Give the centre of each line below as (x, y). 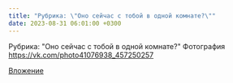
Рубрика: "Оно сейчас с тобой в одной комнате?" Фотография (117, 46)
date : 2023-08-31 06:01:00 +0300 (65, 23)
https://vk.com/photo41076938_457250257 (81, 55)
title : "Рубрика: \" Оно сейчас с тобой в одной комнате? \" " (112, 16)
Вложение (26, 70)
